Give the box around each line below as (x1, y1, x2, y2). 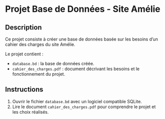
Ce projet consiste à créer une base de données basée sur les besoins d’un (5, 36, 159, 42)
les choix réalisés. (12, 109, 49, 115)
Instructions (5, 85, 43, 94)
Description (5, 23, 42, 32)
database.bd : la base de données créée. (12, 61, 95, 66)
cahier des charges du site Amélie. (5, 41, 75, 47)
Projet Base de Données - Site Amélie (5, 3, 161, 15)
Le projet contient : (5, 51, 43, 57)
